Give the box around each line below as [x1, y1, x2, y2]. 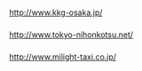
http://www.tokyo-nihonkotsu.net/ [9, 29, 134, 40]
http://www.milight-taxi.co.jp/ [9, 51, 117, 62]
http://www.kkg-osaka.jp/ [9, 7, 103, 18]
